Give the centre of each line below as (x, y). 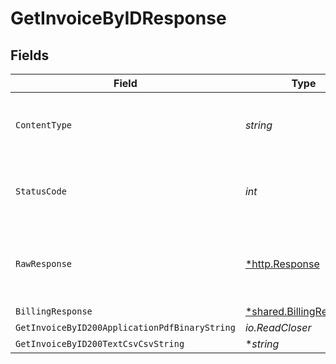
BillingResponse (54, 311)
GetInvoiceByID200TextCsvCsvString (100, 343)
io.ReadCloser (278, 327)
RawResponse (44, 263)
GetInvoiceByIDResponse (118, 18)
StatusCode (41, 191)
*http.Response (282, 264)
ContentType (44, 125)
